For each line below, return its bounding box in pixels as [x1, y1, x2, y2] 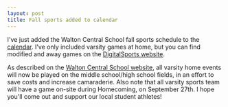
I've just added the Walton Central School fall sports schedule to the [7, 35, 200, 43]
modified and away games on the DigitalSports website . [7, 49, 166, 58]
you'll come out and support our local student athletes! [7, 92, 163, 100]
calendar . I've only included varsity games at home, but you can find [7, 43, 201, 51]
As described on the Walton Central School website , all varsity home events [7, 63, 222, 71]
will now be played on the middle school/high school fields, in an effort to [7, 70, 214, 79]
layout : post [7, 10, 45, 17]
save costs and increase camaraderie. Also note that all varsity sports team [7, 78, 220, 86]
